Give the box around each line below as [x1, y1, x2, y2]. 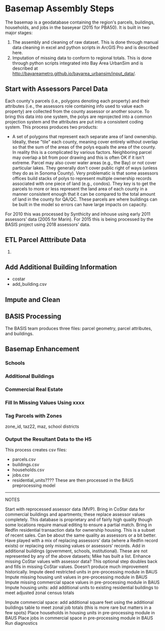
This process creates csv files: [5, 447, 67, 453]
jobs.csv [12, 472, 29, 478]
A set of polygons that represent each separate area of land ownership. [12, 133, 157, 139]
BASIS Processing [5, 312, 61, 321]
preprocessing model [12, 482, 55, 488]
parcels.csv [12, 456, 36, 462]
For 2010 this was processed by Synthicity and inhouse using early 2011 [5, 211, 151, 217]
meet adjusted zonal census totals [5, 590, 75, 596]
